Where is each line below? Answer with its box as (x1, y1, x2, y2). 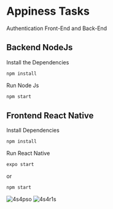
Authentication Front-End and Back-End (6, 25, 107, 32)
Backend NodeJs (6, 42, 73, 53)
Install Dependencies (6, 127, 60, 134)
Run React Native (6, 150, 50, 157)
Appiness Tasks (6, 4, 90, 18)
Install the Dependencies (6, 58, 69, 66)
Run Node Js (6, 82, 39, 89)
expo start (6, 161, 34, 168)
